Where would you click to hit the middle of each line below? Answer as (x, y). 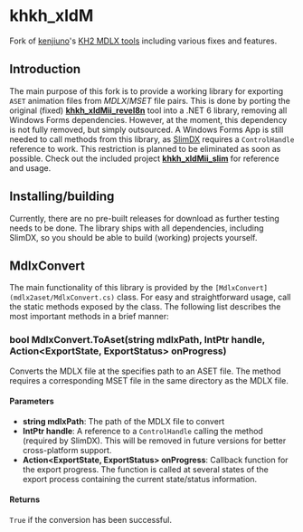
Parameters (32, 401)
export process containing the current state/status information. (140, 479)
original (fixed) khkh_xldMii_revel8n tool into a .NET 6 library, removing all (148, 110)
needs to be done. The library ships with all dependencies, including (137, 228)
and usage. (30, 167)
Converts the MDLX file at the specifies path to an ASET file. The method (145, 371)
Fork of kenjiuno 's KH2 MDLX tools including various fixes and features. (143, 41)
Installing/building (62, 197)
